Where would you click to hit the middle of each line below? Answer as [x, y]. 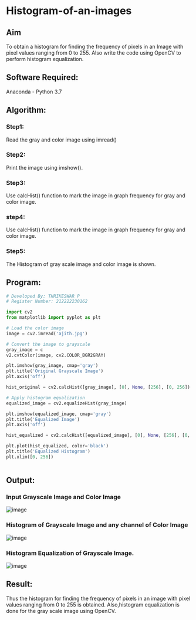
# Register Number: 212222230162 [47, 301]
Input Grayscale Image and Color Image [64, 497]
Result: [19, 584]
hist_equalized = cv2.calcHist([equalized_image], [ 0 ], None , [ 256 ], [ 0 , [98, 436]
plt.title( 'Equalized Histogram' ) [48, 451]
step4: [16, 217]
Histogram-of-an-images [69, 11]
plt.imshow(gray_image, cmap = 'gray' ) [52, 366]
